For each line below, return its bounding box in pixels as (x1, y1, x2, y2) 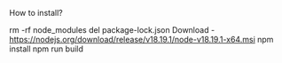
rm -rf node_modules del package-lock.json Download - (9, 25, 215, 35)
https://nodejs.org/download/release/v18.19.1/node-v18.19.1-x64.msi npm (9, 35, 274, 44)
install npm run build (9, 43, 84, 54)
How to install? (9, 8, 64, 18)
